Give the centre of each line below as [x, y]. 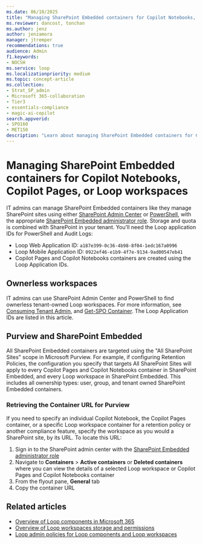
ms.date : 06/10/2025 [32, 12]
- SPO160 [17, 125]
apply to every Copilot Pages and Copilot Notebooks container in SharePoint [101, 370]
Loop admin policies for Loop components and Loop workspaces [96, 534]
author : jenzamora [29, 34]
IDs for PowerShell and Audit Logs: [50, 233]
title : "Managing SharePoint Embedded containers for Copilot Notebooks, [101, 18]
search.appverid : [28, 118]
